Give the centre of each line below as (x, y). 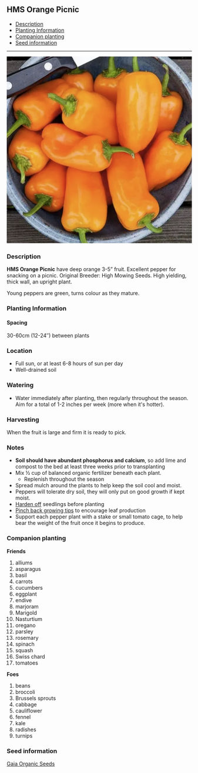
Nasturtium (29, 619)
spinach (25, 644)
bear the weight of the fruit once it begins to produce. (80, 523)
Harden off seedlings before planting (60, 504)
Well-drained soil (36, 370)
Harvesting (23, 419)
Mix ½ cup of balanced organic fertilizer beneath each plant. (88, 473)
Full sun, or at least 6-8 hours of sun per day (69, 364)
